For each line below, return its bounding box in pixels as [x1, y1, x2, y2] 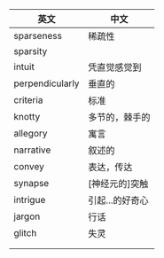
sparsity [13, 45, 48, 57]
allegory [13, 128, 48, 139]
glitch [13, 227, 37, 238]
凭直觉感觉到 [88, 61, 142, 74]
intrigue [13, 194, 46, 206]
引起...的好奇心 [88, 194, 149, 207]
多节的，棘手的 [88, 111, 151, 123]
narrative [13, 144, 51, 156]
